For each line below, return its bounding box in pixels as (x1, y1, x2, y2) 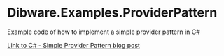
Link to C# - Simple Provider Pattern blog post (7, 41, 140, 49)
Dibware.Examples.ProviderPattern (7, 5, 218, 21)
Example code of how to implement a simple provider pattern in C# (7, 28, 201, 36)
